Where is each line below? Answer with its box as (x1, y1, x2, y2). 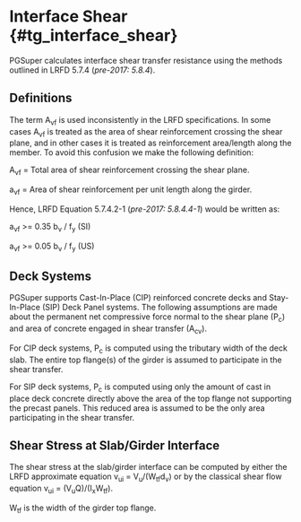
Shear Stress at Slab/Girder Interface (9, 438, 220, 453)
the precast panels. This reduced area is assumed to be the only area (9, 402, 266, 413)
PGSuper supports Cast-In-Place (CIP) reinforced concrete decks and (9, 292, 267, 303)
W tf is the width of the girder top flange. (9, 502, 157, 515)
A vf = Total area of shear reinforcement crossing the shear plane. (9, 164, 250, 178)
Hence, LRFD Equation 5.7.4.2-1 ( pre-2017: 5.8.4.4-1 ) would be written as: (9, 204, 280, 214)
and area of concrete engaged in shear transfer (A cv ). (9, 323, 208, 335)
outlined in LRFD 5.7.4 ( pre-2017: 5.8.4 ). (9, 65, 156, 75)
